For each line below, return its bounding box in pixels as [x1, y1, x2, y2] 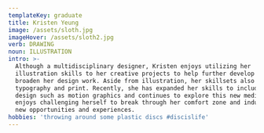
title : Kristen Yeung [8, 19, 79, 27]
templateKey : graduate [8, 11, 82, 20]
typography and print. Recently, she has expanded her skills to [15, 84, 234, 92]
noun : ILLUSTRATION [8, 48, 72, 56]
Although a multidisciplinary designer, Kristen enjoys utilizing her [15, 63, 251, 70]
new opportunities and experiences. [15, 106, 135, 114]
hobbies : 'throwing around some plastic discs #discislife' [8, 113, 210, 121]
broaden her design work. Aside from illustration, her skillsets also [15, 77, 255, 84]
